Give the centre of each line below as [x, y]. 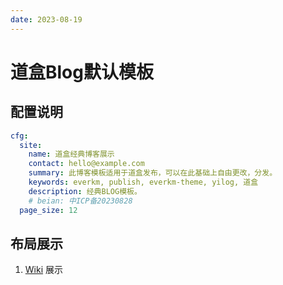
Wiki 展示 [43, 270]
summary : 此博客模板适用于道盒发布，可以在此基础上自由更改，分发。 [153, 173]
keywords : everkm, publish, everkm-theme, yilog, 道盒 [143, 182]
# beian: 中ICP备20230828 [80, 201]
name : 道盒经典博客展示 [71, 154]
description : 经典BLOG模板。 [85, 191]
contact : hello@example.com [86, 164]
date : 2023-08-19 [46, 19]
